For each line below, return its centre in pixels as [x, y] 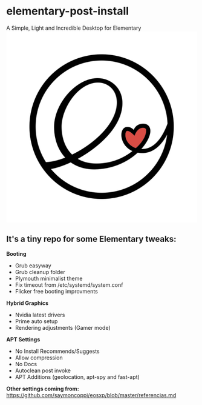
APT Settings [23, 339]
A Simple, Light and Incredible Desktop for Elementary [74, 28]
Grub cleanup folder [40, 272]
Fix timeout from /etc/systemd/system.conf [69, 285]
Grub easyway [33, 266]
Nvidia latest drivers [40, 315]
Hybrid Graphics [28, 303]
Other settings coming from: [43, 389]
